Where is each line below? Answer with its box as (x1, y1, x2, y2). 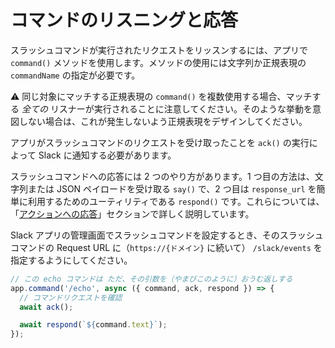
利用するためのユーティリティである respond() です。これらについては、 (27, 195, 325, 207)
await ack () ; (19, 302, 74, 312)
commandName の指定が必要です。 (10, 69, 141, 81)
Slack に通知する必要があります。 (38, 149, 177, 161)
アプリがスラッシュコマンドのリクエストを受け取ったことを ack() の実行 (10, 136, 310, 148)
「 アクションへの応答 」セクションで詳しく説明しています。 (10, 207, 255, 220)
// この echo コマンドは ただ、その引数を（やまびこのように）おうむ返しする (10, 274, 293, 284)
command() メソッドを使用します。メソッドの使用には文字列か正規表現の (10, 56, 307, 68)
